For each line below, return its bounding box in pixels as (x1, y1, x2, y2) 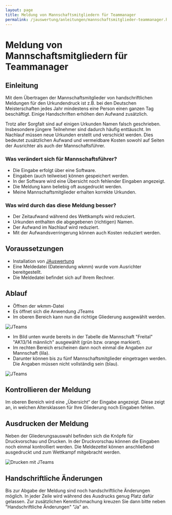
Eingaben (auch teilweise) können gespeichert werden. (12, 173, 130, 179)
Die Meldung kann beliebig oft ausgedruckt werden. (12, 183, 123, 189)
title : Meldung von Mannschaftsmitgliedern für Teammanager (5, 12, 137, 17)
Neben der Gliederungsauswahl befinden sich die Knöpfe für (5, 433, 134, 439)
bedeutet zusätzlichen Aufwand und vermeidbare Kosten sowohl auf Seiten (5, 137, 165, 143)
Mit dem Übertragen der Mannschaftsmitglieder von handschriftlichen (5, 95, 153, 101)
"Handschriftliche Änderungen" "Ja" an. (5, 504, 90, 510)
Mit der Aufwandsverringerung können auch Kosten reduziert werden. (12, 229, 161, 235)
